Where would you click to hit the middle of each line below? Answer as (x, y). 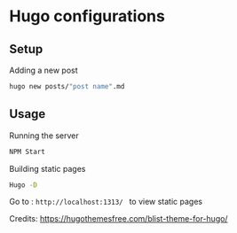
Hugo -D (24, 185)
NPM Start (28, 151)
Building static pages (47, 168)
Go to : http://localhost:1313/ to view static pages (106, 202)
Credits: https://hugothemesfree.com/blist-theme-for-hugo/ (118, 219)
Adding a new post (43, 70)
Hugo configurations (87, 16)
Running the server (44, 136)
